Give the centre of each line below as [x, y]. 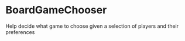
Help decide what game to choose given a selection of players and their [92, 26]
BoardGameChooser [56, 10]
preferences [20, 32]
